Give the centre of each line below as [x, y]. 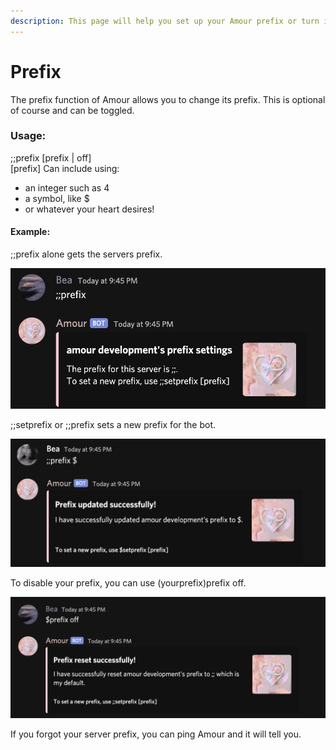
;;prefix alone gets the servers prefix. [86, 254]
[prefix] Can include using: [65, 168]
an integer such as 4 [67, 187]
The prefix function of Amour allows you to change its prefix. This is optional [168, 99]
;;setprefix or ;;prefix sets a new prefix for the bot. [113, 425]
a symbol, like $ [57, 198]
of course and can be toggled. [72, 110]
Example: [30, 232]
